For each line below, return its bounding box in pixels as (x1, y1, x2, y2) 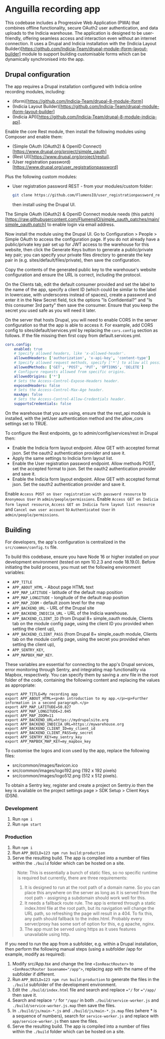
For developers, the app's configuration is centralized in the (5, 539, 126, 545)
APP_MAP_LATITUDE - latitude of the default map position (12, 589, 123, 595)
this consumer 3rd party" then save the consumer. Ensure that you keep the (5, 302, 159, 308)
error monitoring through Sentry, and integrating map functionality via (5, 666, 146, 672)
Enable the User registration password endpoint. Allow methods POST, (12, 460, 156, 466)
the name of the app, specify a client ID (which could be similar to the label (5, 286, 157, 293)
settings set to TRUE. (5, 421, 48, 426)
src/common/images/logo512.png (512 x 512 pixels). (12, 773, 118, 778)
